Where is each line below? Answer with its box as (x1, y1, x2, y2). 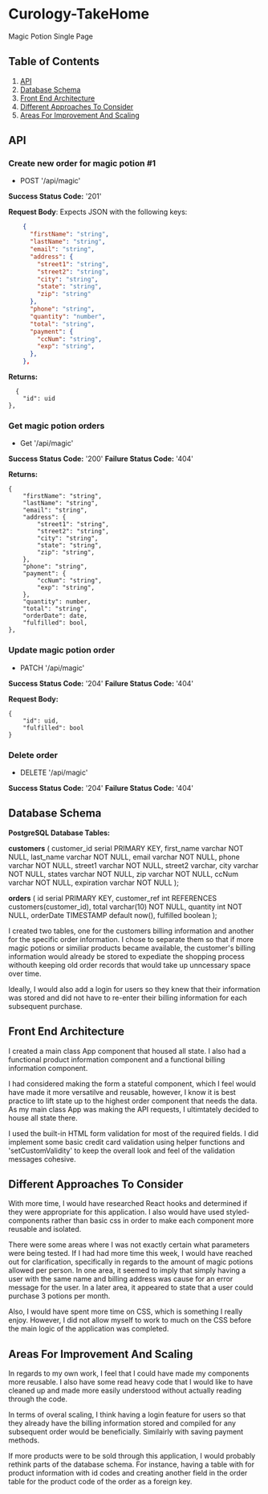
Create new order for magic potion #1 (8, 158, 156, 169)
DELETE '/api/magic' (19, 768, 88, 777)
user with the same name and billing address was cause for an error (8, 1274, 233, 1284)
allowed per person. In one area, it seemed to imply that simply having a (8, 1266, 246, 1275)
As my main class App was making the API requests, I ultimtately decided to (8, 1104, 259, 1114)
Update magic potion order (8, 644, 116, 656)
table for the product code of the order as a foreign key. (8, 1477, 193, 1487)
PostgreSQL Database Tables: (8, 828, 111, 838)
